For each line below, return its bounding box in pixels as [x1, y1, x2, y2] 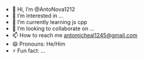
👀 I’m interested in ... [12, 12, 64, 19]
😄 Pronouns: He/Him [12, 40, 66, 48]
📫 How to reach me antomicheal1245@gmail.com [12, 32, 138, 39]
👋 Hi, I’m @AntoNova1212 [12, 6, 75, 13]
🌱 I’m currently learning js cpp [12, 19, 87, 25]
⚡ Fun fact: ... [12, 47, 46, 54]
